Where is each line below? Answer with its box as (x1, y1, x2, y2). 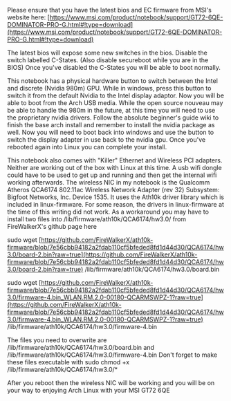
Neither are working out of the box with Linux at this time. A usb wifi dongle (7, 164, 223, 171)
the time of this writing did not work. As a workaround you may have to (7, 207, 210, 216)
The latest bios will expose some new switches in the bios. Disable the (7, 48, 207, 57)
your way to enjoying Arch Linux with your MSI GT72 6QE (7, 386, 171, 394)
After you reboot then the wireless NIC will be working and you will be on (7, 379, 215, 386)
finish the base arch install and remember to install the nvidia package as (7, 121, 215, 129)
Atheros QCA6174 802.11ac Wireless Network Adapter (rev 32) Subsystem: (7, 186, 220, 194)
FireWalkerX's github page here (7, 223, 97, 230)
